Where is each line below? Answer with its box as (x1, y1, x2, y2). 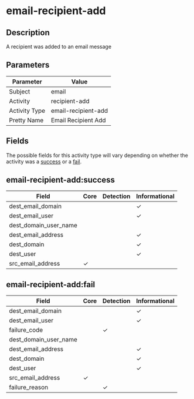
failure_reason (9, 383, 49, 391)
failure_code (9, 326, 43, 334)
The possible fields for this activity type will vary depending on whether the (6, 152, 189, 159)
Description (6, 28, 50, 38)
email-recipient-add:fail (6, 279, 96, 289)
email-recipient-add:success (6, 175, 115, 185)
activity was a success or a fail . (6, 157, 82, 165)
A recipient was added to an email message (6, 43, 112, 50)
